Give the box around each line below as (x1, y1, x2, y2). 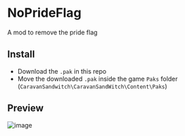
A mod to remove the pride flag (7, 28, 98, 36)
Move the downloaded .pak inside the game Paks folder (17, 74, 178, 83)
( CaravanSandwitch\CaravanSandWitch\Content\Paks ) (17, 82, 167, 90)
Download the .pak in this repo (17, 67, 107, 75)
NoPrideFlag (7, 5, 82, 21)
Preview (7, 102, 44, 114)
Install (7, 48, 35, 60)
